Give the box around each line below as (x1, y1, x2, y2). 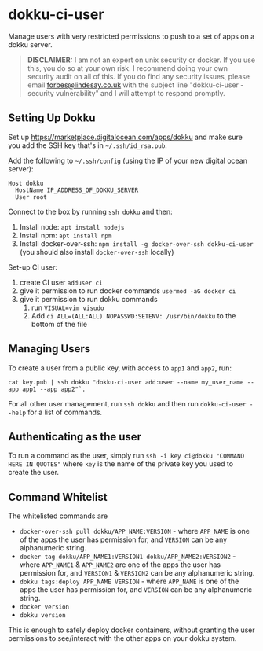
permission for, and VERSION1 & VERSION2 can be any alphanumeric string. (19, 568, 255, 578)
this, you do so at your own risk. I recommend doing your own (27, 63, 228, 72)
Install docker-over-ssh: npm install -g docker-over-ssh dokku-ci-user (19, 238, 254, 248)
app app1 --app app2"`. (8, 385, 86, 393)
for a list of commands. (27, 407, 103, 417)
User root (15, 193, 47, 201)
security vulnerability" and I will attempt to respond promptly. (27, 88, 225, 97)
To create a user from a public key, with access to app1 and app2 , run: (8, 363, 232, 373)
